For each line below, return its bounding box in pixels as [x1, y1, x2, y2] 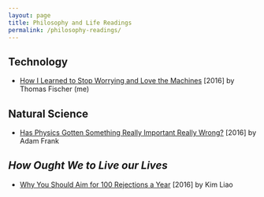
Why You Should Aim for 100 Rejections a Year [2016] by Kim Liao [19, 180, 234, 189]
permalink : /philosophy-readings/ [8, 26, 122, 34]
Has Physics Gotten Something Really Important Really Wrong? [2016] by [19, 128, 257, 137]
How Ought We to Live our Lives [8, 159, 168, 173]
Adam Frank [19, 137, 60, 145]
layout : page [8, 11, 51, 20]
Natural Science [8, 107, 89, 120]
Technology [8, 55, 69, 68]
